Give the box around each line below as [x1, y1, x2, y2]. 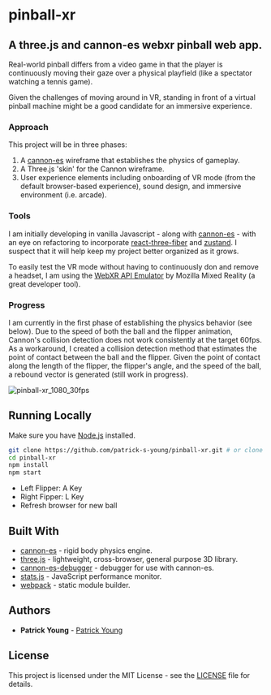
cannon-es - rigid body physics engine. [19, 546, 153, 555]
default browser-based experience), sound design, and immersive [19, 181, 242, 192]
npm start [8, 468, 42, 477]
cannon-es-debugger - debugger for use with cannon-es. [19, 563, 215, 573]
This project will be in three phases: [8, 140, 127, 149]
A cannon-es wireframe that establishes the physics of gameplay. [19, 156, 240, 166]
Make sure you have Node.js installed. [8, 430, 136, 440]
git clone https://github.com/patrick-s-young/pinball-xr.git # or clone [8, 446, 264, 454]
